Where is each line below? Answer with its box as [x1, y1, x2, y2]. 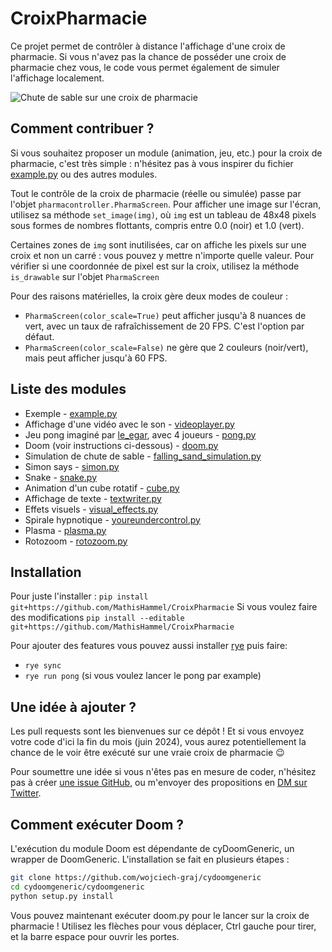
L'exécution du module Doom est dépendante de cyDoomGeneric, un [10, 843, 295, 854]
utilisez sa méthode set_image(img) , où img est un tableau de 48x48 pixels [10, 208, 317, 221]
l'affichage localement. [10, 72, 105, 84]
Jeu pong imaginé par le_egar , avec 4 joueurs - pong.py [24, 428, 257, 441]
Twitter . [10, 787, 42, 799]
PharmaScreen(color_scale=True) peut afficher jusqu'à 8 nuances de [24, 309, 307, 321]
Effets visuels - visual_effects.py [24, 503, 159, 515]
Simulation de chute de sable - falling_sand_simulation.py [24, 450, 262, 462]
